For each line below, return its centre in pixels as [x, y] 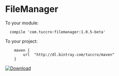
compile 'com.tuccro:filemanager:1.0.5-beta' [58, 32]
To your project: [21, 41]
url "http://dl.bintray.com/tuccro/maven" [69, 55]
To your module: [22, 23]
